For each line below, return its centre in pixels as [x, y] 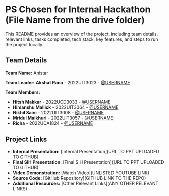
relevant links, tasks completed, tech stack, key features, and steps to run [82, 39]
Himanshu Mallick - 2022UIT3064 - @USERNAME [65, 107]
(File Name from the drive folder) [75, 20]
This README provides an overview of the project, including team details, [82, 34]
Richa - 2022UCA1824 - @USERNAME [53, 123]
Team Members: [23, 92]
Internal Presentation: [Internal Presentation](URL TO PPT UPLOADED [86, 151]
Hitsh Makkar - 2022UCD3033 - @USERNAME [62, 102]
